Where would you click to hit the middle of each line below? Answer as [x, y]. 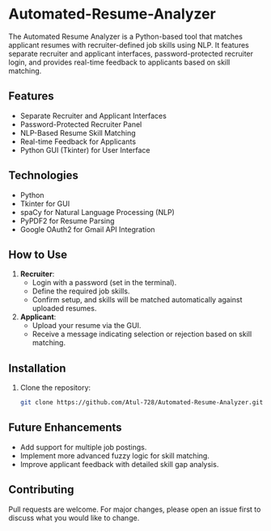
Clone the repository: [55, 388]
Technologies [44, 176]
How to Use [38, 254]
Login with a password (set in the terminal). [104, 283]
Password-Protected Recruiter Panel [81, 124]
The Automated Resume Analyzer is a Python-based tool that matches [125, 36]
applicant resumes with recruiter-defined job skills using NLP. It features [129, 44]
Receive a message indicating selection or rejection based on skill [142, 334]
